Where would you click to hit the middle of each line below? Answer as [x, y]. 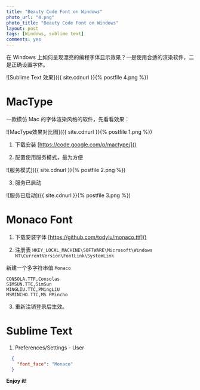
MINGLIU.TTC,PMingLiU [33, 289]
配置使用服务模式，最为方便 [49, 157]
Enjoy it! [16, 381]
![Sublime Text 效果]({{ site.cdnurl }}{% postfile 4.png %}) [77, 77]
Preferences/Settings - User [50, 348]
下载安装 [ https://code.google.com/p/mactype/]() [76, 145]
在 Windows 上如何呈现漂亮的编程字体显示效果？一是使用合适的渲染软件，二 [100, 57]
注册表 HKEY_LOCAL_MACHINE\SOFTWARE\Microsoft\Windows [84, 250]
